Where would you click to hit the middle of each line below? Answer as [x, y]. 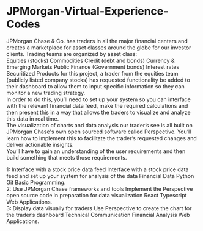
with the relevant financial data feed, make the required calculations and [97, 105]
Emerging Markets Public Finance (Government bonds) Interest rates [93, 67]
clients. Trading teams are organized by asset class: [72, 54]
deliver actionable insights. [40, 144]
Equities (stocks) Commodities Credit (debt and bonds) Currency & [91, 60]
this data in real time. [33, 119]
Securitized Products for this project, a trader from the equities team [92, 73]
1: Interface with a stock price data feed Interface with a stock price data [98, 169]
